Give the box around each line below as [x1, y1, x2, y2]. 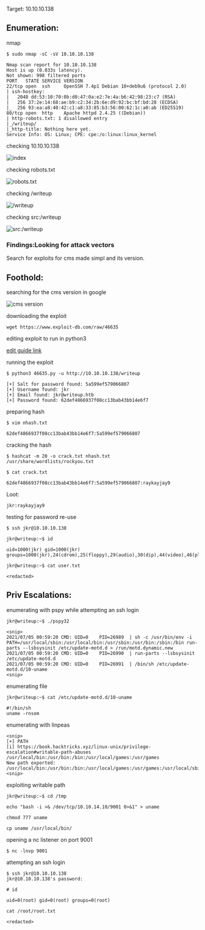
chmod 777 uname [6, 814, 48, 820]
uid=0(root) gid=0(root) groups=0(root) [6, 897, 111, 903]
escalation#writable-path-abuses [6, 749, 92, 755]
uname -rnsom [6, 710, 40, 716]
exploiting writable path [6, 781, 66, 788]
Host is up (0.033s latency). [6, 67, 84, 73]
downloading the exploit [6, 312, 67, 319]
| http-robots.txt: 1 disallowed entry [6, 115, 108, 121]
